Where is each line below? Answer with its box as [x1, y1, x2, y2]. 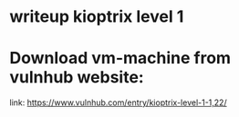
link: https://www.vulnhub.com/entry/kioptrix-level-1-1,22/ [9, 97, 227, 108]
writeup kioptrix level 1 [9, 6, 184, 27]
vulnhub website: [9, 67, 144, 88]
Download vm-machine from [9, 48, 231, 69]
